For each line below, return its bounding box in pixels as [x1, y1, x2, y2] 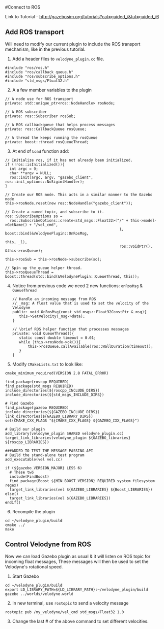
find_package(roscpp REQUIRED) [5, 379, 69, 384]
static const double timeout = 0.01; [19, 335, 96, 340]
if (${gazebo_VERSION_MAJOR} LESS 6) [5, 465, 82, 470]
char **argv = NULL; [9, 170, 52, 175]
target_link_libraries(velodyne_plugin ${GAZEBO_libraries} [5, 435, 131, 440]
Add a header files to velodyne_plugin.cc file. [12, 56, 104, 62]
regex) [5, 483, 19, 488]
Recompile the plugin [12, 508, 55, 514]
